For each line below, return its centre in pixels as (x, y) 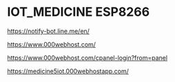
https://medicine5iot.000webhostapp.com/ (68, 71)
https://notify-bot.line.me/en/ (48, 31)
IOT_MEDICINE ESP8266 (79, 12)
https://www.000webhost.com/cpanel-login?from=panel (87, 58)
